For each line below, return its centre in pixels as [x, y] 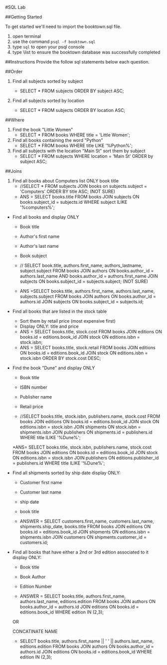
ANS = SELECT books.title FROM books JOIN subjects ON [80, 197]
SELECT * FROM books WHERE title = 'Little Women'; [75, 135]
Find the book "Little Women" [43, 130]
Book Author [33, 577]
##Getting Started [24, 17]
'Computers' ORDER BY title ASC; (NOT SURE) [68, 191]
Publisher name [36, 397]
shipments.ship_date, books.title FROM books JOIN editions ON [85, 526]
